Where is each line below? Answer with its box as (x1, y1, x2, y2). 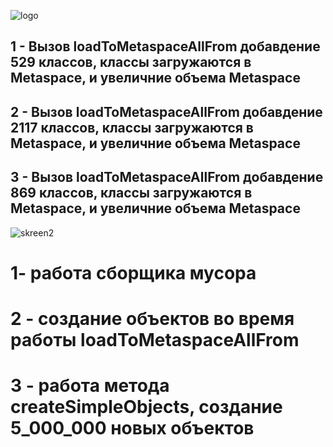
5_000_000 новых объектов (10, 417, 255, 440)
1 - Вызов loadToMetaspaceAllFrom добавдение (10, 38, 321, 55)
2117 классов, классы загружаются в (10, 119, 254, 136)
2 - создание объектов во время (10, 307, 295, 330)
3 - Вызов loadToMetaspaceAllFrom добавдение (10, 169, 324, 186)
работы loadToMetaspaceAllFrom (10, 328, 300, 351)
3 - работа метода (10, 375, 170, 397)
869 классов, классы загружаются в (10, 185, 253, 202)
